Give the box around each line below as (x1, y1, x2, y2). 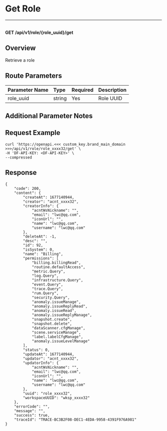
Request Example (5, 129, 61, 137)
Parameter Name (7, 86, 49, 93)
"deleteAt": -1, (23, 234, 57, 239)
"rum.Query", (31, 290, 59, 295)
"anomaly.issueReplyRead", (31, 303, 88, 309)
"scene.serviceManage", (31, 330, 81, 335)
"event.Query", (31, 282, 64, 287)
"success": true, (14, 413, 50, 418)
